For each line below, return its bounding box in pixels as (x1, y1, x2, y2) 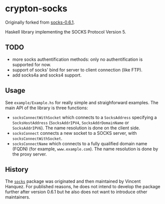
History (5, 165, 29, 173)
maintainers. (5, 194, 31, 200)
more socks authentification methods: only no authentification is (12, 56, 143, 62)
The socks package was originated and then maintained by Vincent (5, 178, 141, 184)
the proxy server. (12, 151, 47, 157)
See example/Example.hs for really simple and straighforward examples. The (5, 99, 159, 105)
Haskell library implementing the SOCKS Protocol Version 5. (5, 29, 127, 35)
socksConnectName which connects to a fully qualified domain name (12, 140, 148, 146)
